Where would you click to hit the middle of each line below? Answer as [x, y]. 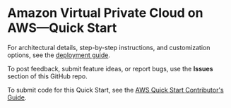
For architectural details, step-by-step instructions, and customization [109, 47]
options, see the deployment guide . [59, 55]
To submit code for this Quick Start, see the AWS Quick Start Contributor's [115, 90]
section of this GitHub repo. [48, 76]
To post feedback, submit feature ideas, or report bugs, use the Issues [110, 68]
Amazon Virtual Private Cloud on [105, 13]
